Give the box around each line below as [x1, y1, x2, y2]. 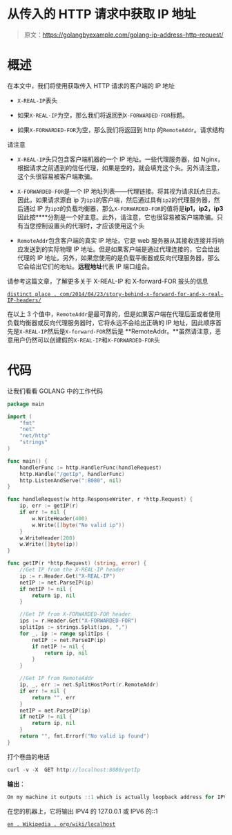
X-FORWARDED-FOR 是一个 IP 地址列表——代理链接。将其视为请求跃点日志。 [17, 187, 224, 195]
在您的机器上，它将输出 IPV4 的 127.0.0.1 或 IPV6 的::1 [7, 807, 158, 815]
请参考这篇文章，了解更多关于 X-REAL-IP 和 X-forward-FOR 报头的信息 [7, 277, 209, 285]
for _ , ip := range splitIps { [19, 630, 110, 637]
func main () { [7, 457, 48, 464]
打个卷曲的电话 [7, 752, 50, 761]
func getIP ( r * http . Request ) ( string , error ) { [7, 560, 147, 567]
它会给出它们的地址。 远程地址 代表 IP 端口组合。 [17, 262, 154, 270]
